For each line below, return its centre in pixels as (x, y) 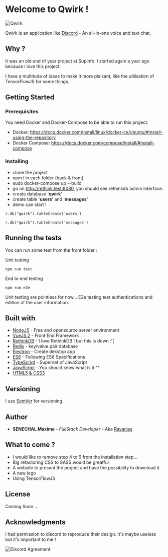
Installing (17, 161)
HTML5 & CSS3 (29, 373)
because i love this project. (33, 66)
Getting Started (30, 97)
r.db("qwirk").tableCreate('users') (43, 214)
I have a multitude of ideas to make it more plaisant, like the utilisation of (80, 76)
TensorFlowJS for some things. (37, 81)
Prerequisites (22, 112)
